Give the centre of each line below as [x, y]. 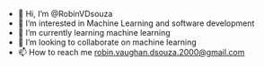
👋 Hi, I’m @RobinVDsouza [65, 14]
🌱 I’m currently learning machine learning [94, 33]
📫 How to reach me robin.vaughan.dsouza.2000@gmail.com [131, 52]
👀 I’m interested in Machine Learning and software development [136, 23]
